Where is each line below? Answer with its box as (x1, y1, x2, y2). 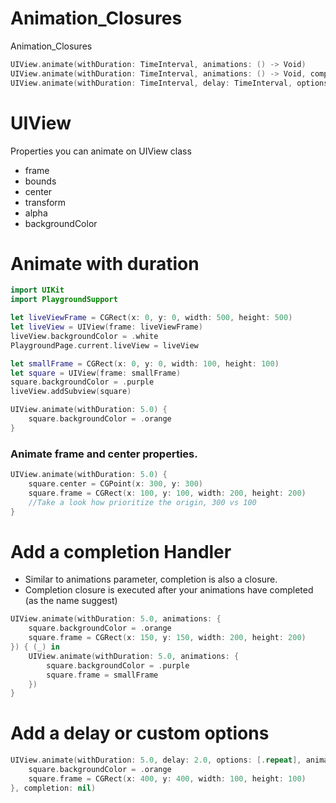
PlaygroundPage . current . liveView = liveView (10, 340, 199, 351)
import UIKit (10, 285, 65, 296)
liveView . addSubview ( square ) (10, 387, 132, 397)
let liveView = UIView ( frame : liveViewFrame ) (10, 322, 203, 332)
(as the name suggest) (24, 595, 118, 607)
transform (24, 196, 67, 208)
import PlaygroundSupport (10, 295, 118, 305)
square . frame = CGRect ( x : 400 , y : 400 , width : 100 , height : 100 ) (28, 773, 307, 784)
